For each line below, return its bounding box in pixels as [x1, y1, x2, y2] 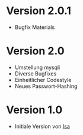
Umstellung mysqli [14, 64, 60, 71]
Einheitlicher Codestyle [14, 76, 72, 83]
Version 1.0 [6, 103, 63, 117]
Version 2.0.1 [6, 4, 71, 18]
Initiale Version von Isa [14, 123, 70, 130]
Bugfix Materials [14, 24, 55, 31]
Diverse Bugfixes [14, 70, 57, 77]
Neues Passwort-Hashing [14, 83, 78, 90]
